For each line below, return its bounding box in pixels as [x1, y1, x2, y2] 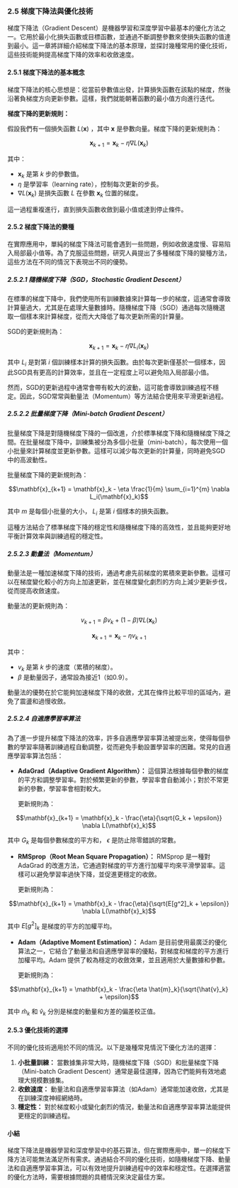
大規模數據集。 [23, 1076, 68, 1084]
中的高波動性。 [7, 455, 51, 464]
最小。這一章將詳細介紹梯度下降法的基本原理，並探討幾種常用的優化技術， [13, 41, 231, 50]
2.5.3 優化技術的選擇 [7, 1026, 69, 1035]
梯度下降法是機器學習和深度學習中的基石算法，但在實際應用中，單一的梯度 [7, 1146, 225, 1155]
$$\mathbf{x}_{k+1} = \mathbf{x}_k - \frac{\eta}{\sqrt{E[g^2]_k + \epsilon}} [8, 899, 229, 908]
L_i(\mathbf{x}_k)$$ [89, 492, 149, 501]
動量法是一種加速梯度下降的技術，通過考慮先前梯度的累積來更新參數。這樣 [7, 569, 225, 577]
